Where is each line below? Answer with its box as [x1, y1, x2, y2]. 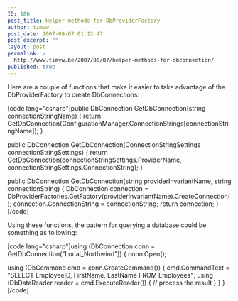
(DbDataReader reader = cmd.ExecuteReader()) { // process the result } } [7, 278, 222, 287]
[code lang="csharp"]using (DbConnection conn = [7, 242, 156, 251]
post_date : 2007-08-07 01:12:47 [7, 30, 103, 38]
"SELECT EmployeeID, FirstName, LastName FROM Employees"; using [7, 270, 213, 279]
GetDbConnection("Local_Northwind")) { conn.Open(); [7, 249, 167, 258]
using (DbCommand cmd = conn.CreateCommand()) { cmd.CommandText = [7, 263, 230, 272]
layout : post [7, 43, 46, 50]
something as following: [7, 228, 77, 236]
